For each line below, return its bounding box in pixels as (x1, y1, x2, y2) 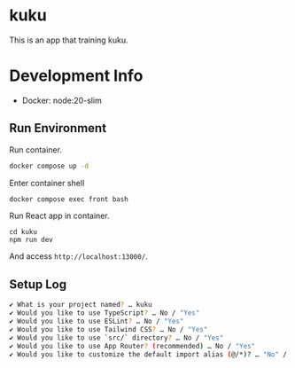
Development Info (9, 66, 144, 86)
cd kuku (9, 228, 38, 237)
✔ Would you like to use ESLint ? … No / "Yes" (9, 317, 184, 325)
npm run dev (9, 236, 53, 245)
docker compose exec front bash (9, 194, 128, 204)
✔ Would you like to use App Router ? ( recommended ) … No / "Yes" (9, 341, 255, 350)
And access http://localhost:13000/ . (9, 251, 148, 262)
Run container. (9, 144, 62, 155)
